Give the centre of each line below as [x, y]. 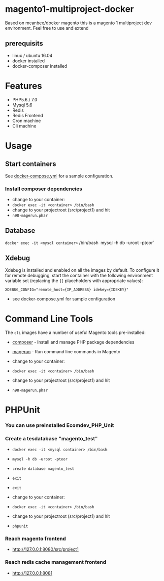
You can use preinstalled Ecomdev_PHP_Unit [60, 425]
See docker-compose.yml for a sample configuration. [59, 176]
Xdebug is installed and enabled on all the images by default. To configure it [82, 270]
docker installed [29, 61]
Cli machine [24, 126]
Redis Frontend [28, 115]
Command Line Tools [49, 318]
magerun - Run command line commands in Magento [66, 351]
